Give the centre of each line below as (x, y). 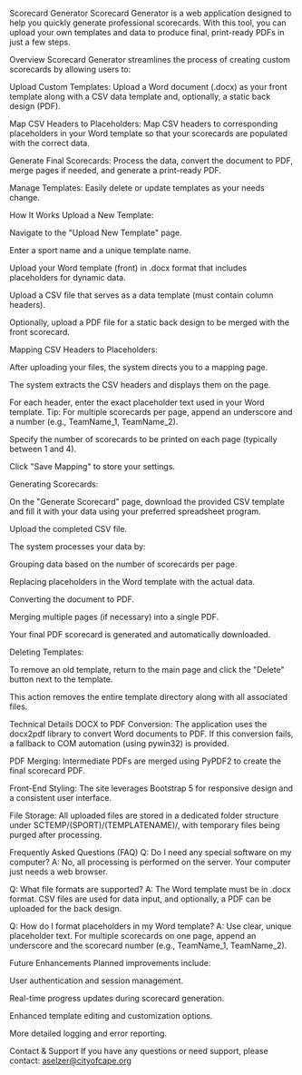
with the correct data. (50, 143)
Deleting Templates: (47, 652)
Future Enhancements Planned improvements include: (110, 963)
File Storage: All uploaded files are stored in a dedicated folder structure (144, 815)
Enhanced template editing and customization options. (111, 1016)
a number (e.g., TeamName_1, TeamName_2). (94, 422)
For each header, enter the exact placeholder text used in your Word (137, 402)
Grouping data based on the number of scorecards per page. (123, 564)
